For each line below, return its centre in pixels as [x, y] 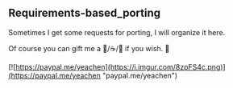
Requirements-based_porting [85, 13]
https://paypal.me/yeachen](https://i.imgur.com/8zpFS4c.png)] [121, 66]
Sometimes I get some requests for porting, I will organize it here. [117, 32]
